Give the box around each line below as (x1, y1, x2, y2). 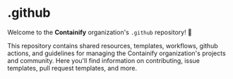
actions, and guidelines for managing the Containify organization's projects (7, 49, 226, 57)
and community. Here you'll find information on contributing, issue (7, 56, 200, 64)
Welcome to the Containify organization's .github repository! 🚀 (7, 28, 193, 36)
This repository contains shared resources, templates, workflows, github (7, 41, 218, 50)
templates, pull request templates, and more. (7, 64, 138, 72)
